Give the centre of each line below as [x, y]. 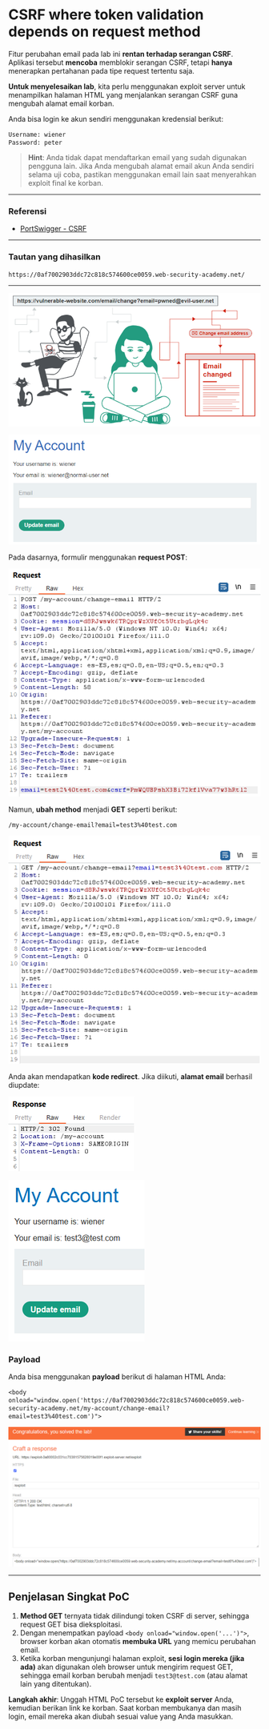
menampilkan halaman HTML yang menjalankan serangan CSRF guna [123, 94]
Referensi [27, 211]
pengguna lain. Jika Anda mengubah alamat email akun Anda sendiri [141, 166]
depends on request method [104, 32]
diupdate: [24, 1085]
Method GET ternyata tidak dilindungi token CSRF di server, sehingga [134, 1616]
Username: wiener [37, 134]
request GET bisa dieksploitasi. [71, 1625]
